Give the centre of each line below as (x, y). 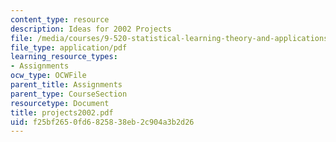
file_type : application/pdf (69, 47)
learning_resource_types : (64, 57)
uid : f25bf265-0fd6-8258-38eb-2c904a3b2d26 (102, 122)
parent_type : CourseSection (69, 94)
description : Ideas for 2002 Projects (91, 29)
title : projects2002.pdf (62, 112)
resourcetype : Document (60, 103)
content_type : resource (60, 19)
